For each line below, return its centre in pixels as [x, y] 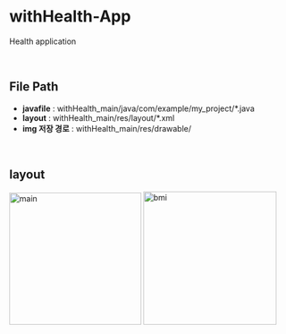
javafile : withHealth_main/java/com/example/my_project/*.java [138, 108]
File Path [34, 87]
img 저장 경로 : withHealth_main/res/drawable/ [107, 128]
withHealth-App [70, 17]
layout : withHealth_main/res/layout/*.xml [98, 117]
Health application [43, 41]
